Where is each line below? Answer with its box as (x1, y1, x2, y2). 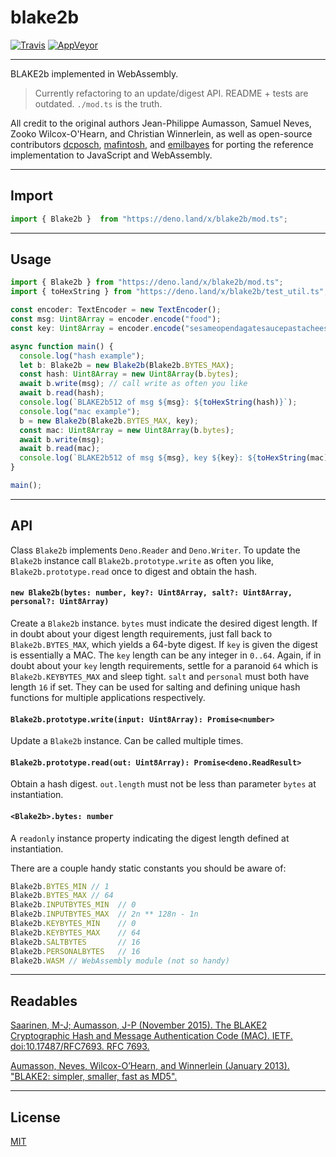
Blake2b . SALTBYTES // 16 (10, 937, 141, 947)
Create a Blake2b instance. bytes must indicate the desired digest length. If (10, 617, 318, 629)
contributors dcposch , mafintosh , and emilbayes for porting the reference (10, 138, 314, 150)
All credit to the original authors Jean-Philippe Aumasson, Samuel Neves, (10, 117, 312, 129)
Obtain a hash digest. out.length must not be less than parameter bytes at (10, 778, 317, 790)
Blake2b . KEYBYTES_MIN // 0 (10, 919, 137, 929)
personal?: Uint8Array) (10, 597, 110, 607)
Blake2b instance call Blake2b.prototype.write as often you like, (10, 554, 274, 566)
